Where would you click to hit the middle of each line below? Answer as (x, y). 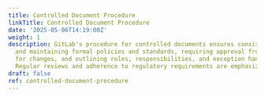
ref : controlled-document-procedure (68, 81)
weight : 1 (24, 37)
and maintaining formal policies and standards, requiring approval (130, 52)
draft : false (30, 74)
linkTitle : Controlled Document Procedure (79, 23)
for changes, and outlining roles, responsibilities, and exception (130, 59)
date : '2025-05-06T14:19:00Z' (58, 30)
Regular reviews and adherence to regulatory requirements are (121, 66)
